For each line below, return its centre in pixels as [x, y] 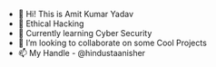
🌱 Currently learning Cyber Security [85, 33]
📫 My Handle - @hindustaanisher [82, 53]
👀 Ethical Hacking [51, 24]
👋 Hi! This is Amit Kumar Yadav [76, 14]
